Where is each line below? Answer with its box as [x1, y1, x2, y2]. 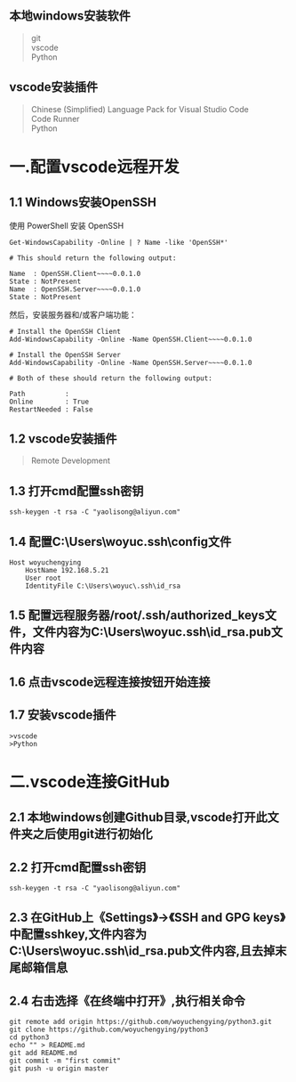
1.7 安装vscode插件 [9, 707, 117, 723]
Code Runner [30, 113, 80, 124]
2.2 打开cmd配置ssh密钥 [9, 859, 147, 875]
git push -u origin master [9, 1064, 109, 1073]
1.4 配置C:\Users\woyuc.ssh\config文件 [9, 533, 232, 549]
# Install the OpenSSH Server [9, 350, 122, 359]
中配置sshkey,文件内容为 [9, 927, 148, 942]
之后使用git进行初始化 [32, 826, 153, 842]
